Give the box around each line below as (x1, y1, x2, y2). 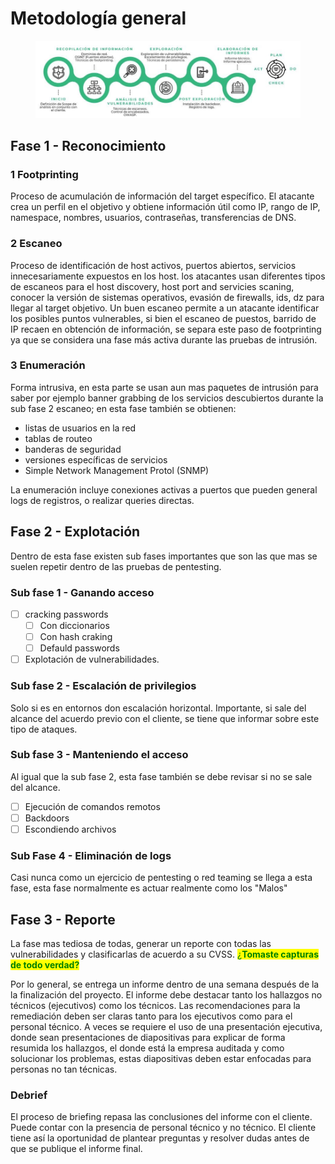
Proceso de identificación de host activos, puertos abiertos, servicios (10, 259, 297, 271)
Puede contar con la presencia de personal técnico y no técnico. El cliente (10, 1122, 317, 1134)
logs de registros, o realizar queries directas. (10, 494, 195, 506)
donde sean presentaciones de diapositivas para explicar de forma (10, 1032, 286, 1044)
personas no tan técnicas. (10, 1063, 118, 1076)
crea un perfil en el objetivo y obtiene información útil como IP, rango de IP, (10, 201, 321, 213)
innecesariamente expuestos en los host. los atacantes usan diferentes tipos (10, 270, 326, 282)
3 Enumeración (10, 358, 86, 372)
